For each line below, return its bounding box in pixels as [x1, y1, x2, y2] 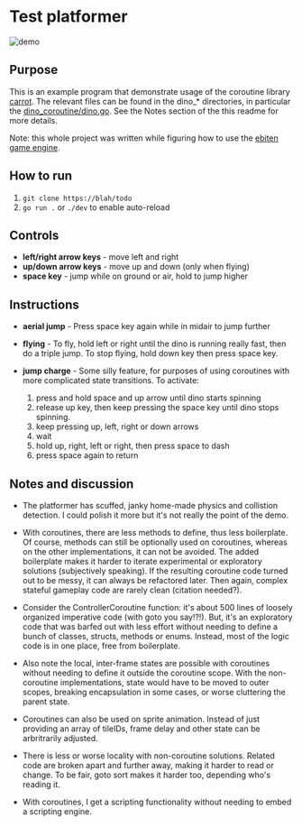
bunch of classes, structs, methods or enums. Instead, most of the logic [22, 631, 290, 641]
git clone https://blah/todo [22, 194, 133, 203]
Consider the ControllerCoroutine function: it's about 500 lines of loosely [22, 602, 293, 612]
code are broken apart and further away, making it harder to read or [22, 760, 275, 770]
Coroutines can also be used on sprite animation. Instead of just [22, 714, 260, 724]
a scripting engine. [22, 806, 92, 817]
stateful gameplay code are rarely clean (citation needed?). [22, 584, 243, 595]
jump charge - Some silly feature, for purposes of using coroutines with [22, 365, 290, 376]
